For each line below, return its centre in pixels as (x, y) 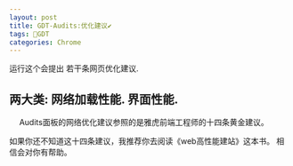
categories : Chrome (45, 42)
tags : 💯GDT (29, 34)
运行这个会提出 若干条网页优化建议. (74, 68)
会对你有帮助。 (44, 153)
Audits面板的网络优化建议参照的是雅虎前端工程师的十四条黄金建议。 (144, 123)
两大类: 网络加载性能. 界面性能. (94, 99)
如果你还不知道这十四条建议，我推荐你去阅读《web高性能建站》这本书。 (142, 141)
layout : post (33, 17)
